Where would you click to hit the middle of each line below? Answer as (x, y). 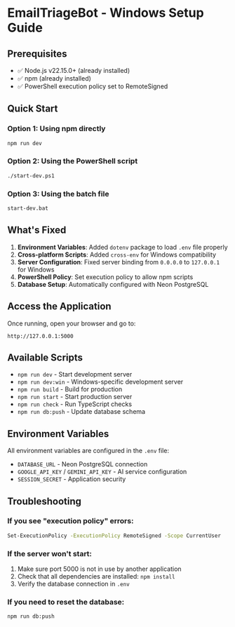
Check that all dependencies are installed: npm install (96, 577)
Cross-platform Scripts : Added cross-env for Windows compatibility (116, 255)
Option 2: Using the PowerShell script (73, 161)
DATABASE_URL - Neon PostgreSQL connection (82, 464)
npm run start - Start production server (75, 397)
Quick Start (33, 109)
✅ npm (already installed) (54, 78)
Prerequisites (37, 54)
